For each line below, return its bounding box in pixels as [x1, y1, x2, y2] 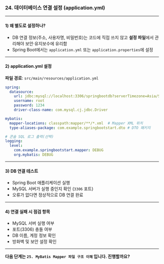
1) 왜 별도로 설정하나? [5, 22, 46, 28]
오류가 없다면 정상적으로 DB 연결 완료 [12, 192, 83, 198]
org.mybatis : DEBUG [14, 152, 54, 157]
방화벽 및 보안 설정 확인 [12, 239, 57, 244]
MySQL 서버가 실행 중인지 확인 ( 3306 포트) [12, 186, 94, 192]
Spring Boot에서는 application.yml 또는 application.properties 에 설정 [12, 46, 154, 52]
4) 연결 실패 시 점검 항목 [5, 208, 50, 214]
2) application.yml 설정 [5, 63, 52, 69]
